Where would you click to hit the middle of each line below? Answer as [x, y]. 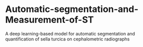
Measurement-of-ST [50, 20]
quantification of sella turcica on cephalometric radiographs [67, 39]
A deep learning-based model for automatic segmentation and [70, 33]
